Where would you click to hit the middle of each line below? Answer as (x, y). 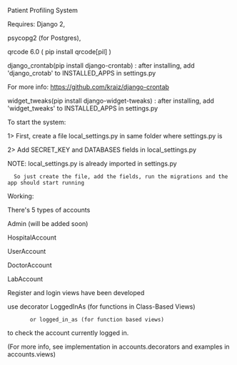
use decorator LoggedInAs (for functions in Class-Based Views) (101, 307)
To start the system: (37, 122)
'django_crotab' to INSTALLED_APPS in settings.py (82, 73)
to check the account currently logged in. (68, 333)
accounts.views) (31, 354)
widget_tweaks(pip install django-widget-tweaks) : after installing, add (111, 101)
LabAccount (25, 279)
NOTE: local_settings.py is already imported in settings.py (92, 164)
